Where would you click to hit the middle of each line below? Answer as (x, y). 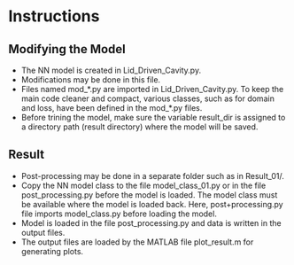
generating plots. (52, 251)
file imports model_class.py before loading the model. (119, 214)
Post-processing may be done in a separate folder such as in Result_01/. (153, 175)
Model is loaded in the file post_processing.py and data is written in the (151, 222)
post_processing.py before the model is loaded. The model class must (149, 195)
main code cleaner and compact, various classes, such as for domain (148, 98)
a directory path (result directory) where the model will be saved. (139, 127)
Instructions (54, 16)
